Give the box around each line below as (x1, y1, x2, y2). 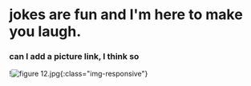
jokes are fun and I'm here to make (9, 6, 243, 24)
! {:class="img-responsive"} (9, 69, 148, 79)
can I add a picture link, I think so (9, 51, 140, 62)
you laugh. (9, 22, 82, 41)
